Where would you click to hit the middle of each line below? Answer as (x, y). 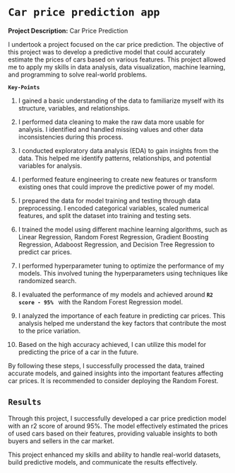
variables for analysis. (50, 166)
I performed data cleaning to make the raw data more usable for (111, 122)
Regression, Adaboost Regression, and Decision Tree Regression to (116, 244)
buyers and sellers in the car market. (61, 440)
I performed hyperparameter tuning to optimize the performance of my (121, 266)
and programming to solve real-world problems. (78, 74)
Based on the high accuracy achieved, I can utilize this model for (112, 344)
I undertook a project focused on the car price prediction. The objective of (116, 44)
